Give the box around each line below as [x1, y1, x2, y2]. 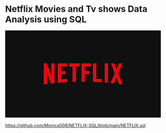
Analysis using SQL [5, 14, 87, 25]
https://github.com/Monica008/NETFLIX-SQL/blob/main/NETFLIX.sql [5, 122, 146, 128]
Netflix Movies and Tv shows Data [5, 3, 148, 15]
